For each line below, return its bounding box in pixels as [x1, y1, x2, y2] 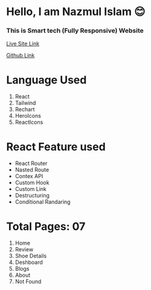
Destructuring [14, 192, 50, 199]
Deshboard [14, 259, 43, 266]
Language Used [6, 73, 87, 86]
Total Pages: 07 [6, 219, 86, 233]
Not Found [14, 278, 42, 285]
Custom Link [14, 185, 47, 193]
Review [14, 246, 34, 253]
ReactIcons [14, 118, 43, 126]
